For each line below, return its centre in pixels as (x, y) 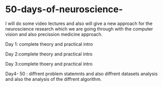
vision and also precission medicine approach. (54, 34)
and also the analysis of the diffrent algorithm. (53, 79)
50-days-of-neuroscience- (64, 9)
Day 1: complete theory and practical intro (49, 44)
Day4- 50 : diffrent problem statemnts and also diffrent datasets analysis (81, 74)
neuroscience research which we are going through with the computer (79, 28)
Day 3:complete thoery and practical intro (49, 64)
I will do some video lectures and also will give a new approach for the (79, 23)
